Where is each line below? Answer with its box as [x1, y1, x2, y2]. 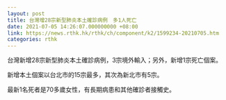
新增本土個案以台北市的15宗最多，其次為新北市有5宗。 [7, 71, 163, 79]
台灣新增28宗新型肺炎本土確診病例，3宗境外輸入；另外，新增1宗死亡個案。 [7, 56, 223, 65]
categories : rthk [7, 36, 58, 43]
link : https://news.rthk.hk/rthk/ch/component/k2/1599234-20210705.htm [7, 29, 219, 37]
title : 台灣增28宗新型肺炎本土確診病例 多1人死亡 [7, 17, 137, 24]
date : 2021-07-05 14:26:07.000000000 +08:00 [7, 23, 138, 30]
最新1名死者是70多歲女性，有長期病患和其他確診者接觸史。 [7, 85, 176, 94]
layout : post [7, 10, 45, 17]
